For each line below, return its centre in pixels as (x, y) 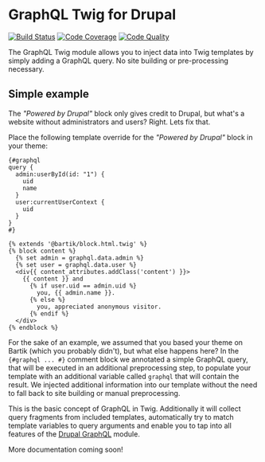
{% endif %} (49, 313)
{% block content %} (43, 251)
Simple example (49, 94)
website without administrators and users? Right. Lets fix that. (109, 122)
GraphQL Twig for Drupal (92, 15)
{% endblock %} (33, 327)
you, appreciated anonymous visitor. (99, 307)
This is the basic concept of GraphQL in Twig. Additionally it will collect (125, 409)
